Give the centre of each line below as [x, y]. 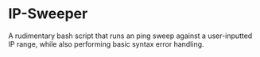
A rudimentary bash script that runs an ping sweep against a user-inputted [130, 36]
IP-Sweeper [48, 14]
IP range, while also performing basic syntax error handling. [106, 44]
